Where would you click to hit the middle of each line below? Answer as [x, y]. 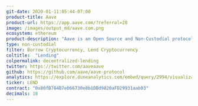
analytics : [19, 77]
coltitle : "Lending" [33, 55]
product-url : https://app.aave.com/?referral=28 [67, 22]
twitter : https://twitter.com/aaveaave [55, 66]
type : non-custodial [32, 45]
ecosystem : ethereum [32, 34]
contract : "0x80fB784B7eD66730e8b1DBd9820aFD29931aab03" [77, 88]
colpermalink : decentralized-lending [52, 61]
